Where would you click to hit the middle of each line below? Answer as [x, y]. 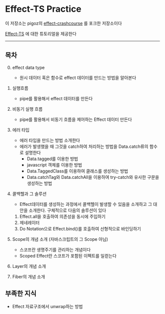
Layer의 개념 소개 [29, 266]
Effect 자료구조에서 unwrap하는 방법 [47, 306]
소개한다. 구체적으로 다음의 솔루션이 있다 [68, 210]
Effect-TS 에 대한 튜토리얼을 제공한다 [41, 33]
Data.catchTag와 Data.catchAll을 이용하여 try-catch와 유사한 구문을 [93, 177]
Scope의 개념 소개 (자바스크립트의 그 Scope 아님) [60, 239]
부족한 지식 [21, 294]
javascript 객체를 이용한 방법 [55, 165]
